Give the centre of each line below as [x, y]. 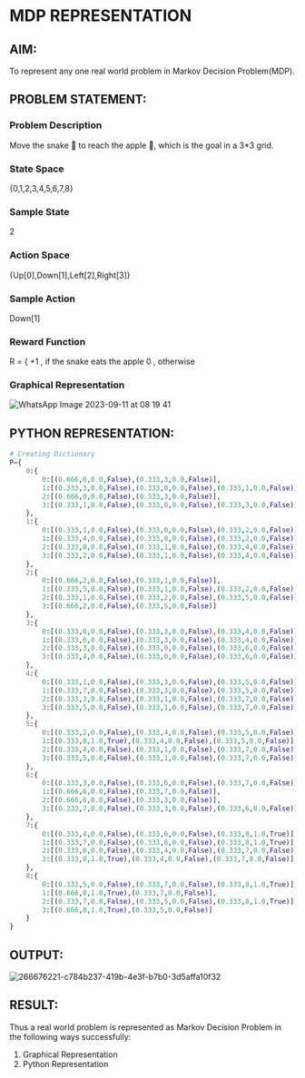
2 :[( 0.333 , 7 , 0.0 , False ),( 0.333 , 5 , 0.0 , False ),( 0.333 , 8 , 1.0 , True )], [170, 901]
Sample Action [42, 299]
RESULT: [34, 1005]
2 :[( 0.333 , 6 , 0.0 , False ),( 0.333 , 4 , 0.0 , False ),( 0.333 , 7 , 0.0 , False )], [172, 851]
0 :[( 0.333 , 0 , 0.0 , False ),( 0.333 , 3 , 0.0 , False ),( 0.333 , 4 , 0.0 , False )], [172, 632]
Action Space [40, 255]
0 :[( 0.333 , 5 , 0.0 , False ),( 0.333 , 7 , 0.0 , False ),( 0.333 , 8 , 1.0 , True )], [170, 884]
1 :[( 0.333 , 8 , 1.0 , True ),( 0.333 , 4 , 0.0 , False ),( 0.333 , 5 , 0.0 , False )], [170, 741]
